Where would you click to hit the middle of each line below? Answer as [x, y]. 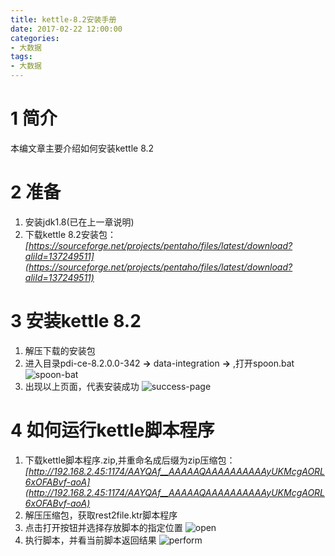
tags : [21, 57]
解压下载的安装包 [60, 350]
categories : [35, 38]
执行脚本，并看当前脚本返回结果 [90, 540]
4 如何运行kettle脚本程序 [112, 430]
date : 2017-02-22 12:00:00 [66, 29]
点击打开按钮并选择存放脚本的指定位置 [103, 527]
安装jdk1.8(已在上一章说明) [79, 222]
